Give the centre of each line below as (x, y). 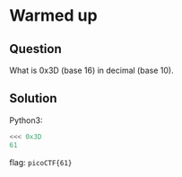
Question (35, 49)
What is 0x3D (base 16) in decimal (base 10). (91, 70)
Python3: (26, 120)
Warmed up (53, 16)
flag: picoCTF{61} (41, 162)
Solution (33, 98)
